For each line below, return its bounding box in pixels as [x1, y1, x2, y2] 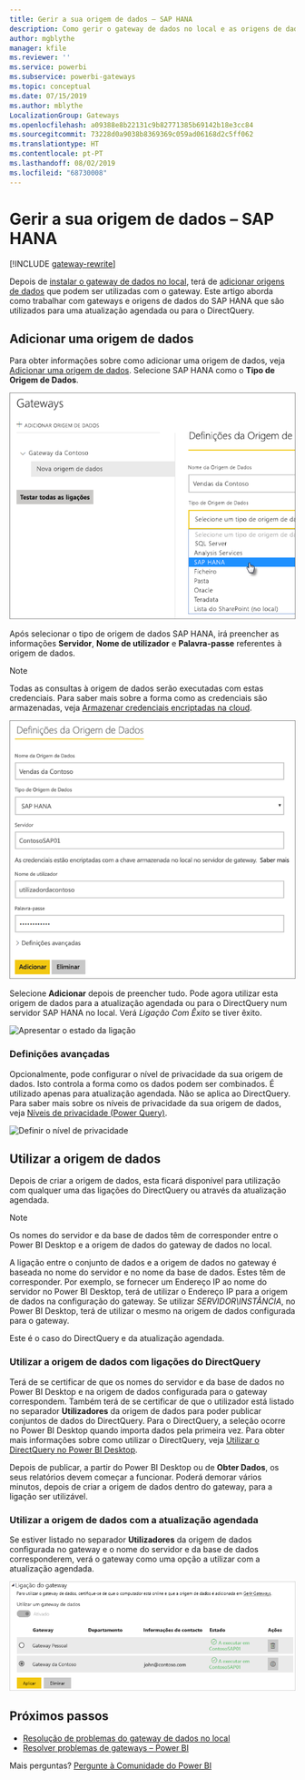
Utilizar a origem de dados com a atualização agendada [9, 1513, 259, 1526]
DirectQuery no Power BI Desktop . [9, 1444, 138, 1455]
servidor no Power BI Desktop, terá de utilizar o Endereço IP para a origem [9, 1287, 288, 1297]
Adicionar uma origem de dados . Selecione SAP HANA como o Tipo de [9, 365, 275, 376]
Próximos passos [9, 1708, 109, 1724]
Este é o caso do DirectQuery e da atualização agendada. [9, 1333, 225, 1344]
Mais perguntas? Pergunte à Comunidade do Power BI [9, 1760, 212, 1771]
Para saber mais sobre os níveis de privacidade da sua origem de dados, [9, 1097, 281, 1108]
